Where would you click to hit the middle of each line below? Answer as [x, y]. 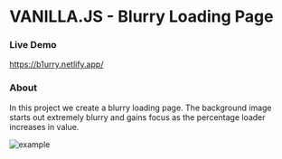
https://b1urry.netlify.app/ [56, 64]
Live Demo [33, 45]
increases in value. [44, 126]
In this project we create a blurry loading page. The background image [141, 108]
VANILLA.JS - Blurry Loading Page [141, 17]
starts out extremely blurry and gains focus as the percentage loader [137, 117]
